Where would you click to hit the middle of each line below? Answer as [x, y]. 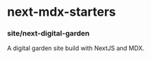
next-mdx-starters [62, 12]
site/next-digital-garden [48, 34]
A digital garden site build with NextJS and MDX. [76, 48]
